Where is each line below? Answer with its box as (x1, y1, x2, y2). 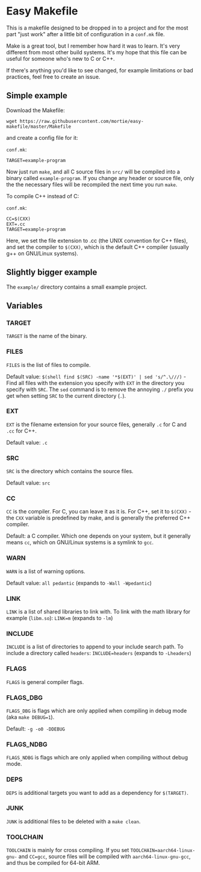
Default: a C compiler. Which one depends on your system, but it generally (6, 532, 191, 540)
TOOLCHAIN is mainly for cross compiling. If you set (6, 847, 129, 854)
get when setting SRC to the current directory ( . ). (6, 392, 126, 399)
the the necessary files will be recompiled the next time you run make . (6, 181, 178, 188)
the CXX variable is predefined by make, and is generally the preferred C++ (6, 514, 191, 522)
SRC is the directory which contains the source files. (6, 468, 134, 475)
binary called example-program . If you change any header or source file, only (6, 174, 194, 181)
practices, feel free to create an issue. (6, 73, 100, 80)
